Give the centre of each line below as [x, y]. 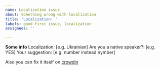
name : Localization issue [32, 10]
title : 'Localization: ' [31, 19]
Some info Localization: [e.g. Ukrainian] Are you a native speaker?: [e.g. [80, 47]
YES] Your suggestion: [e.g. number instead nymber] [60, 52]
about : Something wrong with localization [51, 14]
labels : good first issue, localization [49, 24]
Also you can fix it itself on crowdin [42, 62]
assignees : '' [20, 28]
